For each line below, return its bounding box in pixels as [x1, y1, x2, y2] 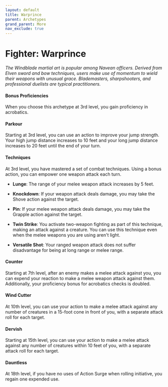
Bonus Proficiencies [5, 92, 49, 99]
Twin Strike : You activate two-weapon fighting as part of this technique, [12, 221, 163, 227]
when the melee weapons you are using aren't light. [12, 231, 121, 238]
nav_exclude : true [5, 26, 44, 31]
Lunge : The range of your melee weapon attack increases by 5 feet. [12, 181, 154, 187]
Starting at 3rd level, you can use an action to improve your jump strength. [5, 132, 160, 138]
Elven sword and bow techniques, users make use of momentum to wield [5, 70, 158, 76]
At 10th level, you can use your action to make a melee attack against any [5, 303, 158, 309]
